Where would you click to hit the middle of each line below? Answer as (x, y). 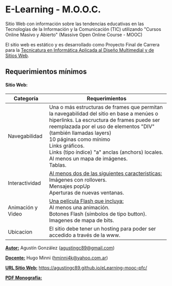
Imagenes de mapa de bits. (81, 220)
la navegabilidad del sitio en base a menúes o (104, 113)
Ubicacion (20, 231)
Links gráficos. (67, 146)
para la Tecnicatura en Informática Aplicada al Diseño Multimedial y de (80, 50)
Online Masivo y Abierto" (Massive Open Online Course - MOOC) (74, 34)
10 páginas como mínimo (80, 139)
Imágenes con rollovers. (78, 180)
